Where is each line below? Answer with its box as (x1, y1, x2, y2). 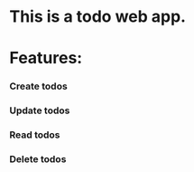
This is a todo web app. (9, 6, 187, 27)
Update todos (9, 104, 70, 117)
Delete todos (9, 153, 67, 166)
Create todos (9, 80, 68, 92)
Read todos (9, 129, 60, 141)
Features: (9, 48, 83, 69)
